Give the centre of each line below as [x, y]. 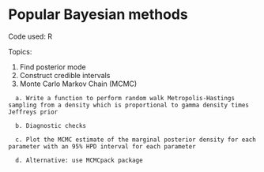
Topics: [20, 51]
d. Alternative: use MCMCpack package [79, 160]
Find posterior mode [53, 67]
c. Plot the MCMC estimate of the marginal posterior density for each [136, 140]
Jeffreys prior [33, 112]
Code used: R [30, 36]
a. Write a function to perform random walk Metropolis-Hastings [125, 98]
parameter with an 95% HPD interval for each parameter [102, 146]
